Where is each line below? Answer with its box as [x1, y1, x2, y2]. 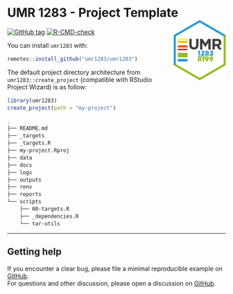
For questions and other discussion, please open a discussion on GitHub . [7, 279, 216, 287]
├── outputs [7, 176, 42, 183]
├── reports [7, 191, 42, 198]
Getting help [7, 246, 62, 258]
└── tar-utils [19, 220, 60, 227]
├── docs [7, 162, 33, 168]
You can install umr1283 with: [7, 41, 88, 49]
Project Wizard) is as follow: [7, 83, 87, 91]
